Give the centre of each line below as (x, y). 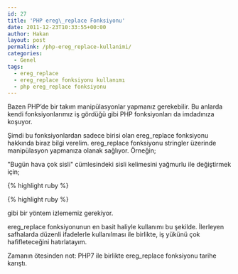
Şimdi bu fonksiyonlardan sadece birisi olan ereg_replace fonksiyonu (108, 136)
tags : (15, 67)
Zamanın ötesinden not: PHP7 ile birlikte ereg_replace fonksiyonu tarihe (112, 256)
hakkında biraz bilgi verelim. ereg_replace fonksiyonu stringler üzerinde (112, 143)
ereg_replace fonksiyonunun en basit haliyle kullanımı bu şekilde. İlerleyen (116, 227)
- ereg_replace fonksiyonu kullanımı (70, 80)
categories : (25, 54)
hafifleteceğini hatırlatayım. (47, 242)
